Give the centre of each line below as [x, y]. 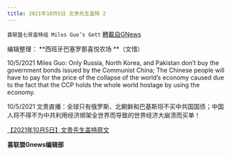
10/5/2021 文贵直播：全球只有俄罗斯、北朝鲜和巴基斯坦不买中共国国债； [110, 106]
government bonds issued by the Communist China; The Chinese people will [116, 70]
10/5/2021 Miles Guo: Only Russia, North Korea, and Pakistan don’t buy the [113, 62]
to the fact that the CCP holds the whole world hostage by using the [103, 84]
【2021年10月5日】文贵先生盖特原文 [58, 129]
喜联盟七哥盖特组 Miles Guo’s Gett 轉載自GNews [74, 34]
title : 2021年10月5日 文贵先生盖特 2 [57, 13]
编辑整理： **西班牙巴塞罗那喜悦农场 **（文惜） [75, 48]
